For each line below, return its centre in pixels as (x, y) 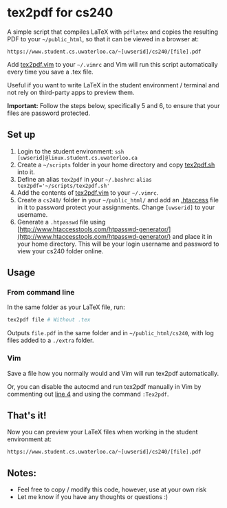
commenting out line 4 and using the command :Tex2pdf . (88, 394)
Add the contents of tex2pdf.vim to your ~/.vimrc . (88, 192)
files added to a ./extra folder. (51, 340)
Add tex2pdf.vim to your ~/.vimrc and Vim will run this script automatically (112, 64)
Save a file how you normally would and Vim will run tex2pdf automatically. (113, 373)
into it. (26, 172)
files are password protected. (49, 113)
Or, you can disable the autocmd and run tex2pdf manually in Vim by (104, 386)
